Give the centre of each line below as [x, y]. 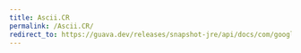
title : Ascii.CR [39, 18]
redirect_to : [34, 34]
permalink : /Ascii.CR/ [52, 26]
